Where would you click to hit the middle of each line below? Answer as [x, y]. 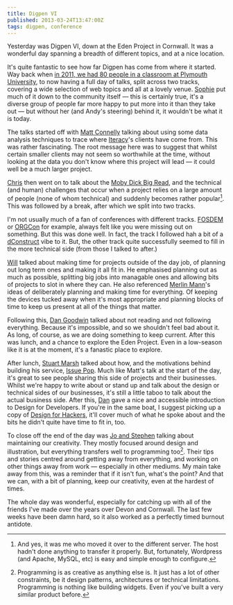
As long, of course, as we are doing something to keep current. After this [111, 335]
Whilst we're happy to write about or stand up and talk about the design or [113, 386]
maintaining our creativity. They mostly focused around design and [103, 443]
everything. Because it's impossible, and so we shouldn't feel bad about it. [113, 328]
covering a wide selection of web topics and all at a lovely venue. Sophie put [116, 89]
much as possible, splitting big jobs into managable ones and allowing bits [113, 277]
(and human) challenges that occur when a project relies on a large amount [114, 190]
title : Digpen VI [32, 14]
